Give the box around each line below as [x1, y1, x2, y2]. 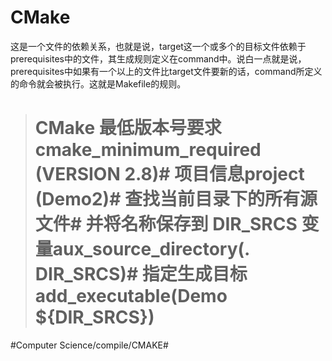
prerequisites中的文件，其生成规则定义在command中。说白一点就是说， [10, 52, 307, 65]
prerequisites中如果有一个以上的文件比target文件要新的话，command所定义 [10, 65, 323, 77]
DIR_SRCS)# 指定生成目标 [34, 263, 248, 286]
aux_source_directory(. [52, 238, 250, 261]
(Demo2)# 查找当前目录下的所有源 [34, 188, 318, 211]
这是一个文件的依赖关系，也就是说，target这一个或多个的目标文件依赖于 [10, 40, 307, 52]
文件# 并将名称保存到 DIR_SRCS [34, 213, 298, 236]
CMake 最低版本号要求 [34, 117, 222, 140]
